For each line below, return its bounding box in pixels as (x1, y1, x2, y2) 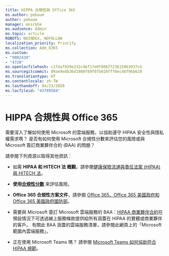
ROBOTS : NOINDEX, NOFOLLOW (5, 36, 63, 41)
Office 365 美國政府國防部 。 (12, 198, 72, 204)
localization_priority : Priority (5, 41, 76, 46)
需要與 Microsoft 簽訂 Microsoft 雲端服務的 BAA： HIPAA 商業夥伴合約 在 (12, 209, 163, 215)
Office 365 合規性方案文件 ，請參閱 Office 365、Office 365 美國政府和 (12, 192, 160, 198)
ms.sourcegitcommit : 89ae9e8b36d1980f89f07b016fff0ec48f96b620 (5, 69, 143, 74)
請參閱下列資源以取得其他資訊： (5, 153, 72, 159)
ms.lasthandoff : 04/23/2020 (5, 83, 65, 88)
